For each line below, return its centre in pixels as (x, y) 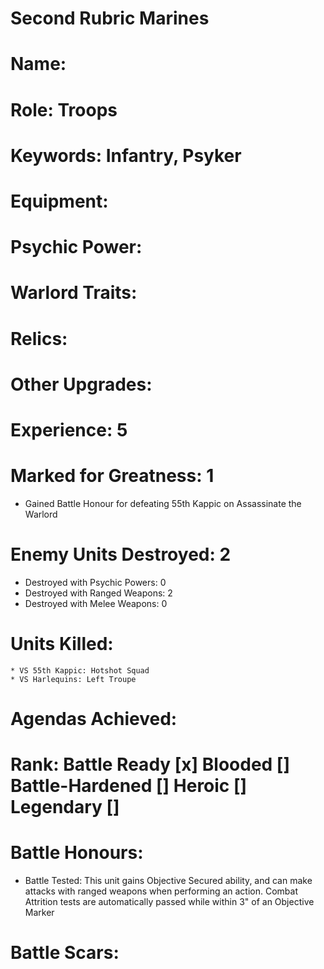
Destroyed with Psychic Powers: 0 (95, 582)
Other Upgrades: (81, 384)
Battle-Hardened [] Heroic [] (129, 786)
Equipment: (59, 201)
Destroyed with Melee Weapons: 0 (96, 603)
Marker (39, 912)
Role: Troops (64, 109)
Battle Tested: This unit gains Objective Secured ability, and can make (168, 880)
